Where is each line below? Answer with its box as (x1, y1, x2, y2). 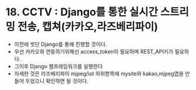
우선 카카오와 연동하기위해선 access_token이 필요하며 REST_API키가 (14, 48, 174, 55)
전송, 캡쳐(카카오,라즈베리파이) (17, 20, 158, 34)
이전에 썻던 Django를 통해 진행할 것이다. (14, 41, 107, 48)
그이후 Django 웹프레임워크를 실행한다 (14, 62, 103, 69)
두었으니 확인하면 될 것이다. (25, 77, 89, 84)
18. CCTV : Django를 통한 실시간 (5, 5, 158, 19)
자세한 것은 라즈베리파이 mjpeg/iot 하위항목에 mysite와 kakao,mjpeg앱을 (14, 70, 184, 77)
